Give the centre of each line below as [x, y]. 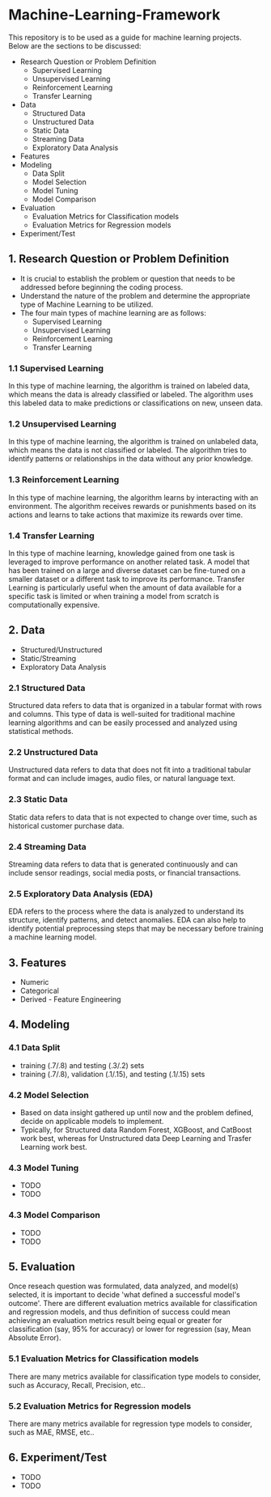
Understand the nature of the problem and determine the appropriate [135, 295]
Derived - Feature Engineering [70, 999]
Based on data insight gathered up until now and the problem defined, [137, 1113]
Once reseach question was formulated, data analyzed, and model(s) [123, 1286]
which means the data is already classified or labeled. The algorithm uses [131, 395]
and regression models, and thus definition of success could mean [119, 1312]
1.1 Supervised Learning [56, 368]
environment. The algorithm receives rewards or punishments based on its [132, 506]
